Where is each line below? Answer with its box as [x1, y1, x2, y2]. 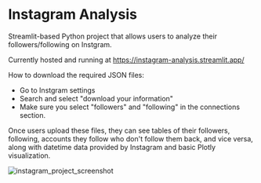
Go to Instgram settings [19, 85, 96, 95]
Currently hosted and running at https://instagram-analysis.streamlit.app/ [8, 55, 245, 64]
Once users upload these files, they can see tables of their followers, [8, 126, 230, 135]
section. [19, 110, 46, 119]
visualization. [8, 151, 51, 160]
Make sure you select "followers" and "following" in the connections [19, 102, 241, 112]
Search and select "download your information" [19, 93, 174, 103]
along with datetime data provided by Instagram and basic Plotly [8, 142, 216, 152]
